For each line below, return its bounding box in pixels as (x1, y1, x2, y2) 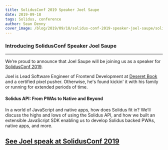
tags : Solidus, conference (5, 16, 61, 21)
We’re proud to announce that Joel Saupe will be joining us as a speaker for (5, 58, 161, 64)
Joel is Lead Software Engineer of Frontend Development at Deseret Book (5, 73, 157, 79)
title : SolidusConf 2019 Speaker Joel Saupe (5, 7, 99, 12)
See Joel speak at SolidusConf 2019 (5, 137, 119, 145)
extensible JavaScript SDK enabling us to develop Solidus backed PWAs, (5, 117, 155, 123)
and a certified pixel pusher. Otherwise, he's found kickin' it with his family (5, 78, 158, 85)
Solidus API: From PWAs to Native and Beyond (5, 95, 103, 101)
